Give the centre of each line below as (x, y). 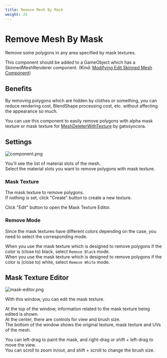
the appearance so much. (32, 111)
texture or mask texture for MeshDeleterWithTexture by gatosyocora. (76, 126)
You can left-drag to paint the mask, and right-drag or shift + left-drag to (79, 340)
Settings (19, 142)
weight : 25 (16, 14)
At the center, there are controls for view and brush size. (63, 320)
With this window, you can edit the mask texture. (55, 299)
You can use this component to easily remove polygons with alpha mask (79, 121)
